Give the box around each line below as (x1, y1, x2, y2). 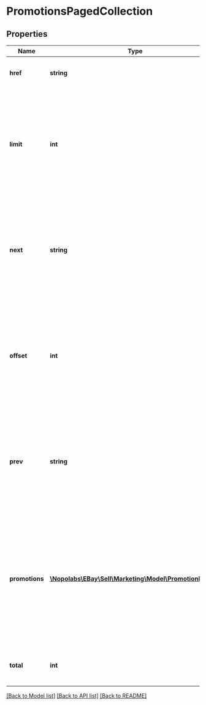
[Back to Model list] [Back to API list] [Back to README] (6, 692, 147, 699)
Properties (6, 29, 48, 39)
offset (9, 351, 28, 360)
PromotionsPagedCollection (6, 4, 153, 18)
